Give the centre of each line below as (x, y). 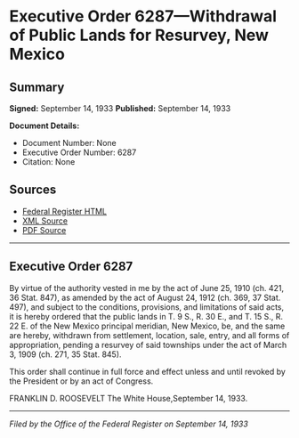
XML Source (45, 221)
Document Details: (44, 126)
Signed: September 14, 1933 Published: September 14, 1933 (120, 108)
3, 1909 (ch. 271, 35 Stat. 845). (65, 354)
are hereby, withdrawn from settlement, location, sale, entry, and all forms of (149, 335)
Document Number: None (69, 143)
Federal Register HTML (65, 211)
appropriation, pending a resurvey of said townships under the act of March (148, 345)
